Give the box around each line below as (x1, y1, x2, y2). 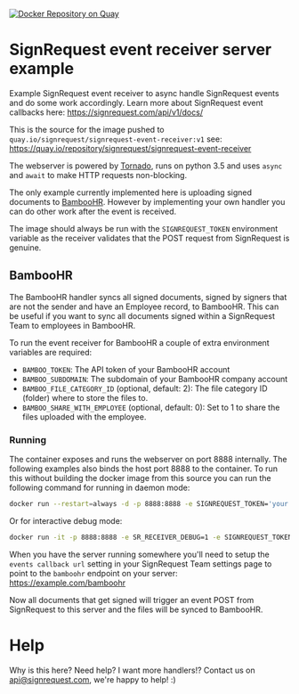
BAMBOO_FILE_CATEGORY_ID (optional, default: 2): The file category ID (21, 383, 268, 394)
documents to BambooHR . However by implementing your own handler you (9, 196, 286, 207)
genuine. (9, 241, 42, 253)
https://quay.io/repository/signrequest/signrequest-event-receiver (9, 143, 252, 153)
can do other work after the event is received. (9, 206, 177, 216)
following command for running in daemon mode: (9, 482, 190, 494)
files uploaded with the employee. (21, 411, 147, 422)
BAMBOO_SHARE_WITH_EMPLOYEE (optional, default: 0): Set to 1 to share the (21, 402, 280, 412)
